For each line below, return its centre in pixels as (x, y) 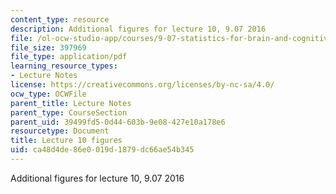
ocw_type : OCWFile (48, 94)
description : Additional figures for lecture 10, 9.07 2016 (138, 29)
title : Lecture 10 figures (66, 141)
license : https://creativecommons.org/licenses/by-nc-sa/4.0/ (142, 85)
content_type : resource (60, 19)
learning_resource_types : (64, 66)
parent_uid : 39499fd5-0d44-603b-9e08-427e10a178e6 (118, 122)
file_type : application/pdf (69, 57)
